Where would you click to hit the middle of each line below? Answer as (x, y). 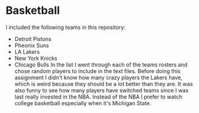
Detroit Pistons (33, 39)
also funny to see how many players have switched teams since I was (101, 90)
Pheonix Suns (32, 45)
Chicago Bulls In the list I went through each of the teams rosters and (101, 65)
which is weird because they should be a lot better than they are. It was (104, 84)
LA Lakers (27, 51)
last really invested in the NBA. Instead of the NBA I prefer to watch (98, 97)
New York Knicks (36, 58)
